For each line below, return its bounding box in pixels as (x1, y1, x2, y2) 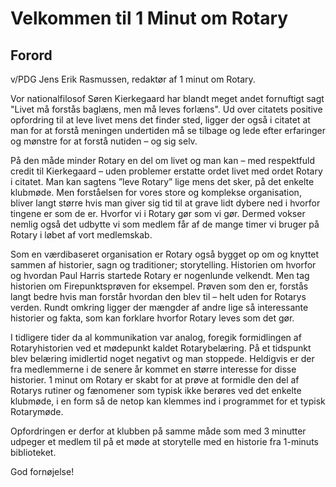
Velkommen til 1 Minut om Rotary (10, 7, 289, 30)
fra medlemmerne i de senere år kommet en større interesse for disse (10, 363, 297, 375)
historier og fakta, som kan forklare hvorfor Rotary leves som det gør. (10, 312, 295, 324)
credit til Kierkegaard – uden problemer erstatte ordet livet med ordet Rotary (10, 165, 323, 177)
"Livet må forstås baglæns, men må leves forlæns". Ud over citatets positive (10, 103, 323, 115)
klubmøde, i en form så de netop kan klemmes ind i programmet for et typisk (10, 395, 326, 407)
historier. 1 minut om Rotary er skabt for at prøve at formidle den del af (10, 374, 300, 386)
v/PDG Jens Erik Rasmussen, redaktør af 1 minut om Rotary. (10, 73, 256, 85)
